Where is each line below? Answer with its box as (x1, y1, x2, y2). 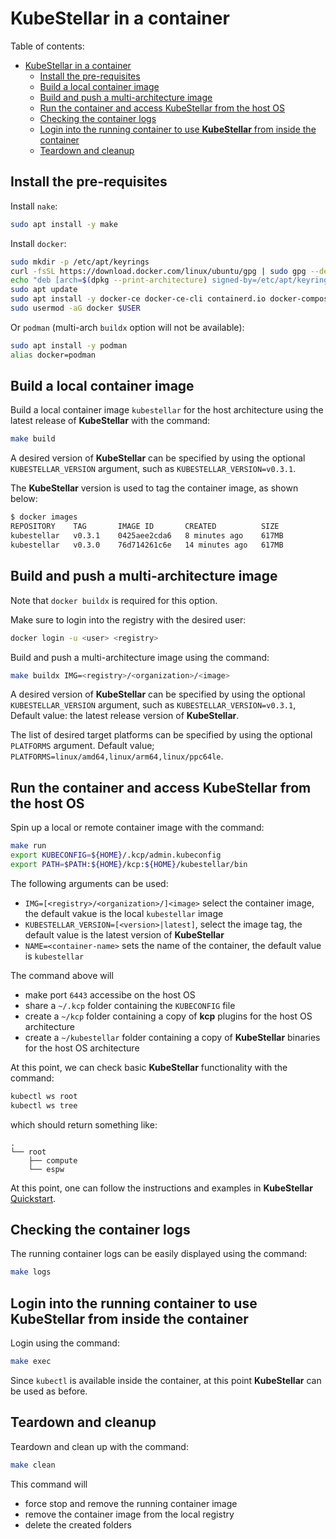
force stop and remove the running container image (24, 1497, 238, 1509)
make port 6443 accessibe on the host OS (24, 988, 196, 1001)
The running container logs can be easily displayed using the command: (10, 1248, 308, 1260)
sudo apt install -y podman (10, 340, 128, 351)
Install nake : (10, 200, 58, 212)
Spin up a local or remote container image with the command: (10, 822, 265, 834)
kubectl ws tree (10, 1100, 78, 1111)
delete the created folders (24, 1518, 132, 1531)
